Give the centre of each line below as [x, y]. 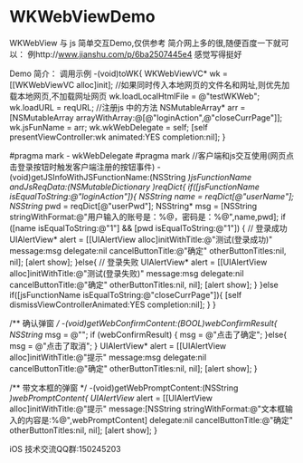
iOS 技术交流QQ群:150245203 [65, 449]
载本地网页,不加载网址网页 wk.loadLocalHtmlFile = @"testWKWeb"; [135, 96]
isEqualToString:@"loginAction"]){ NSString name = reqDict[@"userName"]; [152, 196]
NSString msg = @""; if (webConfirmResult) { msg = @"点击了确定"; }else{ [148, 334]
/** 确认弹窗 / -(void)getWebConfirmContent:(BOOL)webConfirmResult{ [143, 323]
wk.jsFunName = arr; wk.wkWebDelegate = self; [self [109, 127]
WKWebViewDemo [82, 17]
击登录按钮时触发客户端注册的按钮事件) [82, 167]
